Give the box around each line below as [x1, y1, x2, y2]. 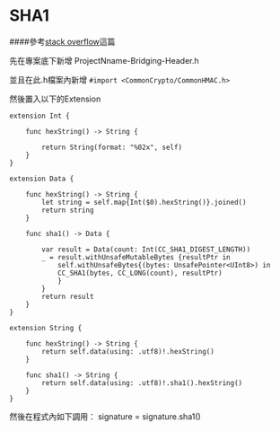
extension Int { [9, 111, 70, 120]
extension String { [9, 323, 83, 332]
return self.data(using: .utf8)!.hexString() [41, 347, 215, 356]
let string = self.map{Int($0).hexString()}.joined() [41, 198, 247, 207]
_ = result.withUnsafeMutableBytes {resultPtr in [41, 252, 231, 261]
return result [41, 292, 94, 301]
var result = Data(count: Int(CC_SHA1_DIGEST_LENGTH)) [41, 244, 251, 254]
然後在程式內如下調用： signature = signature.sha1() [9, 410, 202, 422]
